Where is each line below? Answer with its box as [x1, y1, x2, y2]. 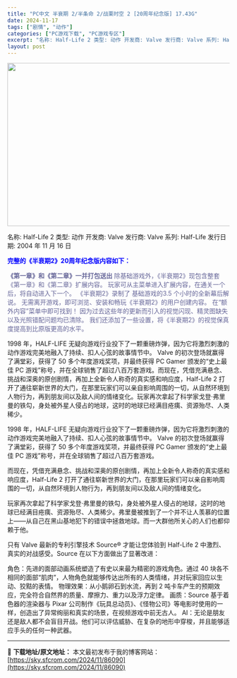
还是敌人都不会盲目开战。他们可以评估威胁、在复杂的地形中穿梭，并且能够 [7, 617, 224, 625]
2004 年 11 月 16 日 [16, 241, 72, 250]
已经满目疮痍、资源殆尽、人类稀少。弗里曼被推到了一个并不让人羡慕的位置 [13, 508, 230, 516]
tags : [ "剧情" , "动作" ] [7, 23, 73, 30]
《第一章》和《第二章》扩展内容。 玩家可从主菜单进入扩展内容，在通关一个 [7, 280, 226, 289]
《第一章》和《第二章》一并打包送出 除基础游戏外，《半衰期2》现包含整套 [7, 272, 220, 279]
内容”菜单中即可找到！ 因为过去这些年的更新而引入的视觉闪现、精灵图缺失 [13, 307, 229, 315]
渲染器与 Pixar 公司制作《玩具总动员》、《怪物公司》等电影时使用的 [25, 600, 217, 607]
